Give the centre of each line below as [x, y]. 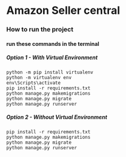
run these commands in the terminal [53, 43]
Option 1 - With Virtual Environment [52, 57]
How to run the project [40, 30]
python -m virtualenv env [39, 77]
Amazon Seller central [63, 11]
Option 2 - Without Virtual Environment [57, 117]
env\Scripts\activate [34, 83]
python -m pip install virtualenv [50, 72]
